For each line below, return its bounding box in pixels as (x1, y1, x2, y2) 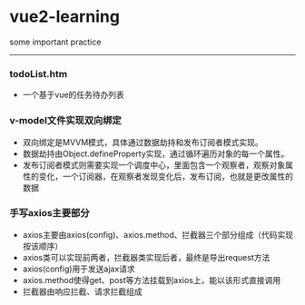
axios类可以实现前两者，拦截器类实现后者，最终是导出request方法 (22, 251, 271, 262)
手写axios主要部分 (9, 207, 90, 220)
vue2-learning (9, 6, 121, 27)
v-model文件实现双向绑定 (9, 114, 123, 127)
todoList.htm (9, 67, 68, 80)
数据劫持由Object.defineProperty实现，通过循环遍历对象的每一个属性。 (22, 148, 290, 159)
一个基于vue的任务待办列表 (22, 89, 125, 101)
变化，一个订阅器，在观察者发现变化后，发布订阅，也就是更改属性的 (38, 171, 293, 182)
